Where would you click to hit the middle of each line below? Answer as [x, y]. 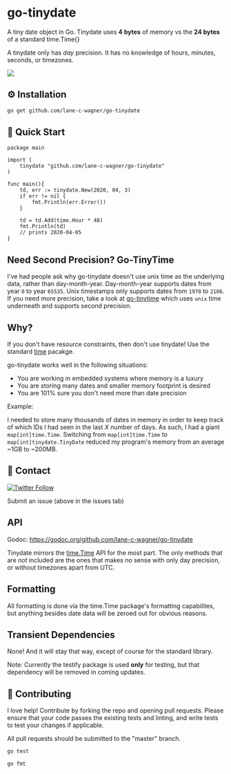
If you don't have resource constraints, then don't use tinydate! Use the [108, 344]
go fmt [17, 764]
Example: [20, 406]
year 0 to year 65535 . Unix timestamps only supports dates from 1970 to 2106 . [116, 291]
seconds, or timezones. [40, 59]
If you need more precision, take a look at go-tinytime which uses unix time [114, 299]
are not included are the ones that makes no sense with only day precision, [114, 560]
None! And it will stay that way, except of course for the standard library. [110, 652]
